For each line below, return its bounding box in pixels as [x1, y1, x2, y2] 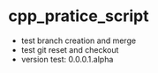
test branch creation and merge [20, 35, 137, 46]
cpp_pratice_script [8, 6, 149, 26]
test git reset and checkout [20, 44, 119, 55]
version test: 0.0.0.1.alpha [20, 54, 114, 64]
